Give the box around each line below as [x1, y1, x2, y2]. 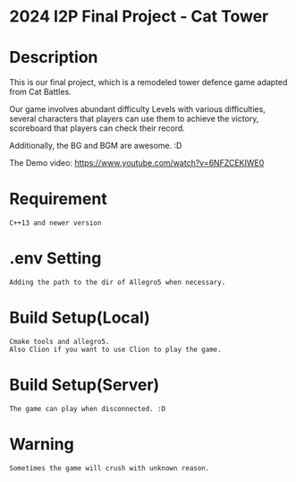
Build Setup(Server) [9, 374, 160, 395]
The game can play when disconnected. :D [9, 404, 166, 413]
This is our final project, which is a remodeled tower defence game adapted [9, 77, 288, 88]
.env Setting [9, 248, 102, 269]
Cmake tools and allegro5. [9, 337, 110, 346]
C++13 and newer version [9, 219, 102, 228]
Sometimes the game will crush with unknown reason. [9, 463, 210, 472]
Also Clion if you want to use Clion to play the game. [9, 345, 222, 354]
